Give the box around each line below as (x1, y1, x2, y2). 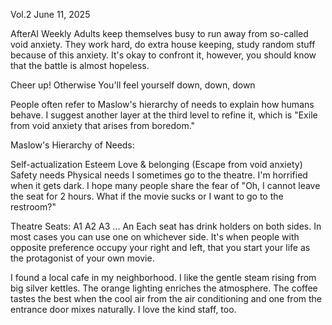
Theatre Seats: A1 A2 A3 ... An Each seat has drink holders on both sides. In (10, 220, 322, 232)
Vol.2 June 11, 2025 (10, 9, 91, 20)
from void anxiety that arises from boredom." (10, 120, 196, 131)
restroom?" (10, 201, 57, 213)
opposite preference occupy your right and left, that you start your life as (10, 242, 311, 253)
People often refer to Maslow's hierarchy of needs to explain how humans (10, 99, 315, 110)
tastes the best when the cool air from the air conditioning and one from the (10, 293, 322, 304)
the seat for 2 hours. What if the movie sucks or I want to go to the (10, 190, 284, 202)
